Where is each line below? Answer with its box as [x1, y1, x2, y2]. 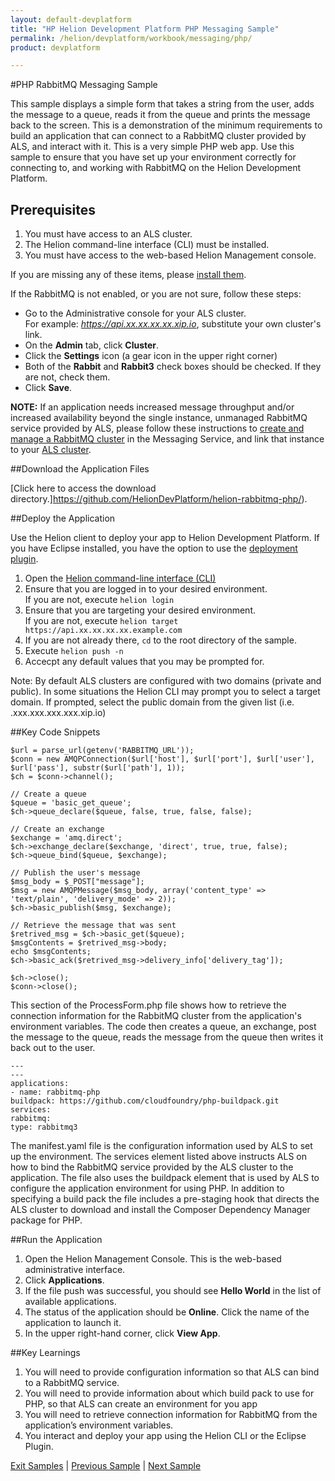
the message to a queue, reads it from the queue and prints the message [10, 109, 311, 121]
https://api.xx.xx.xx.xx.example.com [24, 626, 183, 636]
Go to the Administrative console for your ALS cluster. [24, 307, 247, 320]
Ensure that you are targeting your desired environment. [24, 604, 256, 616]
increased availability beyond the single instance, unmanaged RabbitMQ [10, 412, 308, 424]
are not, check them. [24, 371, 111, 383]
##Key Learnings [10, 1347, 81, 1359]
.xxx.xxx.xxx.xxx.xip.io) [10, 707, 107, 719]
